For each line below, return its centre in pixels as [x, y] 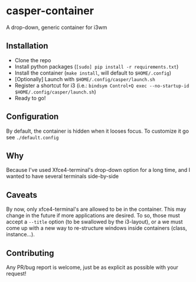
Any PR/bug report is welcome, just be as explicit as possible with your [92, 267]
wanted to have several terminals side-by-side [63, 177]
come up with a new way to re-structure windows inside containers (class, [97, 228]
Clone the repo [33, 60]
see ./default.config [32, 137]
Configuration [32, 117]
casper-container [50, 11]
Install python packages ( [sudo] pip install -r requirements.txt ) [97, 66]
